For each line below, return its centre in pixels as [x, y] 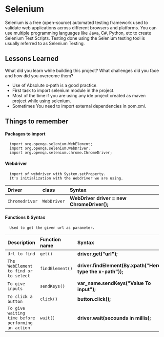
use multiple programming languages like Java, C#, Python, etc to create [78, 33]
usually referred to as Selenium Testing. [45, 43]
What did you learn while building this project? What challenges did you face [82, 70]
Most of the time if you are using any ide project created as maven [79, 95]
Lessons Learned [32, 59]
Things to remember [37, 122]
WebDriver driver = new [98, 198]
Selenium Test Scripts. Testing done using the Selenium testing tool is [75, 38]
